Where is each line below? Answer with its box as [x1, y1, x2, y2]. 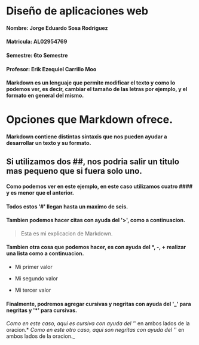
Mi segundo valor [14, 274, 59, 282]
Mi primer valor [14, 263, 53, 270]
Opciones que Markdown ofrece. [6, 113, 173, 126]
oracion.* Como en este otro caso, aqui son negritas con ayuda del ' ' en [6, 326, 185, 334]
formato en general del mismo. [6, 92, 84, 99]
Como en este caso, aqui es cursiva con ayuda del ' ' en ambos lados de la [6, 320, 190, 327]
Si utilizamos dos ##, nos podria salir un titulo [6, 157, 179, 167]
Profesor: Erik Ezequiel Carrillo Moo [6, 65, 97, 72]
